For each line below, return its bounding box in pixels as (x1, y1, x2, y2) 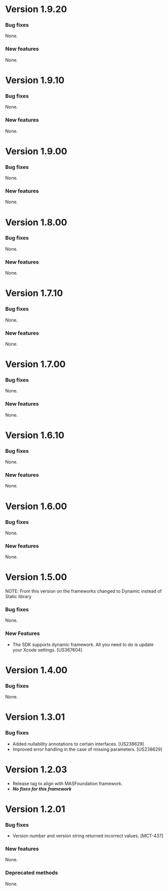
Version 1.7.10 (5, 288, 63, 299)
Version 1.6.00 (5, 501, 67, 512)
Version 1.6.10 (5, 429, 64, 441)
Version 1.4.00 (5, 664, 68, 676)
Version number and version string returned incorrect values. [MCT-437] (12, 833, 163, 839)
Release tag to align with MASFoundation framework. (12, 780, 123, 786)
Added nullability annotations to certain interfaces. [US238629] (12, 741, 144, 747)
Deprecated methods (5, 869, 58, 876)
